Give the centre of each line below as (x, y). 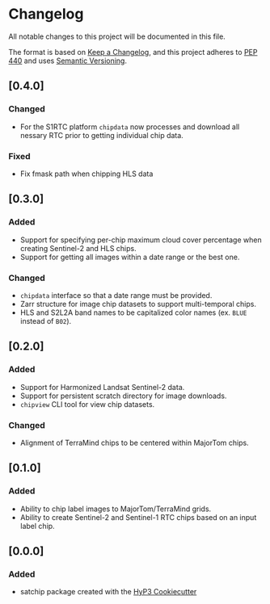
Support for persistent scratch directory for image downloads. (123, 396)
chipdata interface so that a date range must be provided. (116, 295)
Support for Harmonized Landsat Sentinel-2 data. (102, 387)
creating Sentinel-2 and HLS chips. (78, 248)
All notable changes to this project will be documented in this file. (117, 36)
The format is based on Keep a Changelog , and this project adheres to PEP (133, 52)
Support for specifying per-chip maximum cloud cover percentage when (141, 240)
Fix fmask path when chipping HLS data (86, 174)
